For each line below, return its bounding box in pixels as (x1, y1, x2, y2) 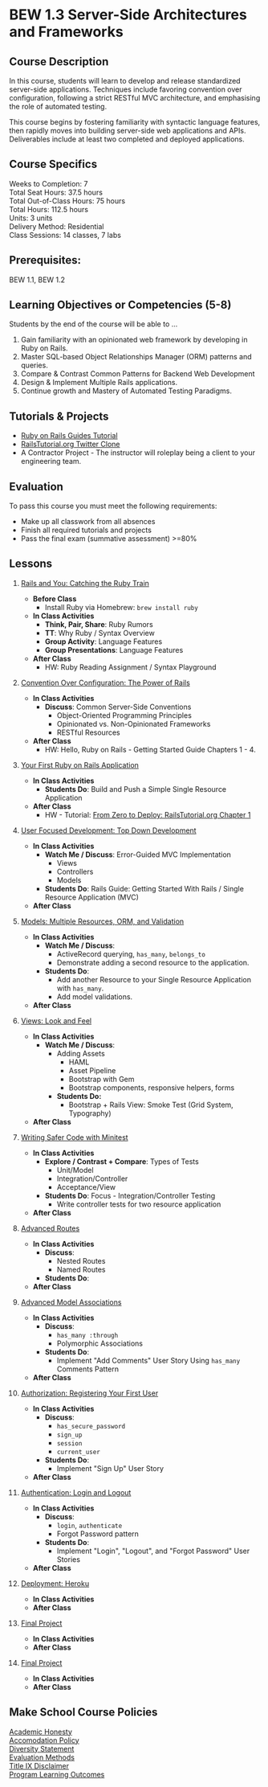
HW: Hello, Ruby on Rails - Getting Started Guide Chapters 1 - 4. (44, 744, 256, 754)
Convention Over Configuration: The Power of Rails (20, 678, 191, 687)
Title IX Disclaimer (9, 1760, 69, 1770)
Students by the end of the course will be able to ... (9, 319, 178, 329)
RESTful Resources (56, 728, 120, 737)
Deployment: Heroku (20, 1578, 90, 1588)
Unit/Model (56, 1165, 95, 1174)
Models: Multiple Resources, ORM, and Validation (20, 916, 185, 926)
